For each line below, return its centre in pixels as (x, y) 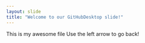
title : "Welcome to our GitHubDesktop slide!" (65, 17)
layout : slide (24, 11)
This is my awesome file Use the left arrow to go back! (73, 34)
